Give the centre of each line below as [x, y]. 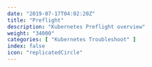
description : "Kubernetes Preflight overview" [76, 27]
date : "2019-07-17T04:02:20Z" [51, 14]
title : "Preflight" [36, 20]
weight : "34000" [31, 33]
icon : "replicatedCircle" [45, 53]
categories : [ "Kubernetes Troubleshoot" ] [72, 40]
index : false [26, 46]
